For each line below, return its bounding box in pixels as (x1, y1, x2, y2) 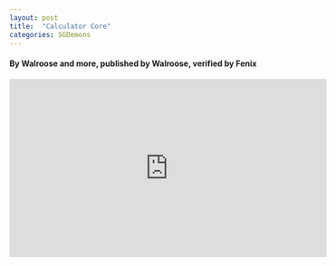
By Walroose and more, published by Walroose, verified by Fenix (9, 58, 257, 69)
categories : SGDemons (9, 30, 91, 39)
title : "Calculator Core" (9, 22, 111, 31)
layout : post (9, 13, 59, 23)
